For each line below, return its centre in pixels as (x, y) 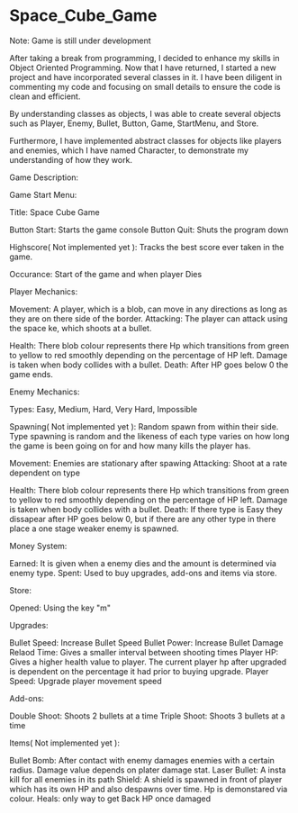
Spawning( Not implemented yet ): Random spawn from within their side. (144, 426)
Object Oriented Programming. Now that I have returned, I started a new (143, 68)
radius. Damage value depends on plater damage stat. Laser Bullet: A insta (148, 770)
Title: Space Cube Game (55, 212)
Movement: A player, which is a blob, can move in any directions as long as (149, 309)
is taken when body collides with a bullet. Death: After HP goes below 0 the (149, 365)
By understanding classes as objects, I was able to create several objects (145, 113)
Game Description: (44, 177)
